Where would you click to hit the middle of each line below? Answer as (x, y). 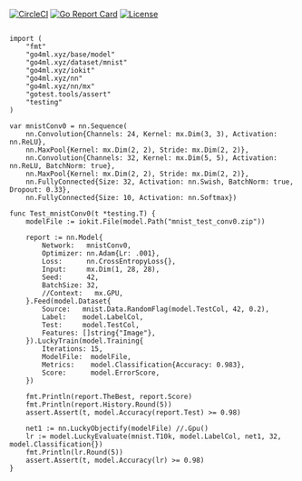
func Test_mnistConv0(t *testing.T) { (83, 214)
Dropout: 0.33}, (40, 190)
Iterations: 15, (73, 349)
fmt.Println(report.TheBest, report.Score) (109, 396)
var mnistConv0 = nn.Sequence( (68, 126)
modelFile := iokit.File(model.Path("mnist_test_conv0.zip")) (146, 222)
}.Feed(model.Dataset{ (68, 301)
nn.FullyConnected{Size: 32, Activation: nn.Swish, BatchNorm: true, (160, 182)
